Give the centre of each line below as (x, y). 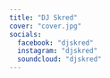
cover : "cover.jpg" (46, 26)
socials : (25, 34)
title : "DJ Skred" (43, 17)
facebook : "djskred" (55, 43)
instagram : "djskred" (58, 51)
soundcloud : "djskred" (59, 59)
